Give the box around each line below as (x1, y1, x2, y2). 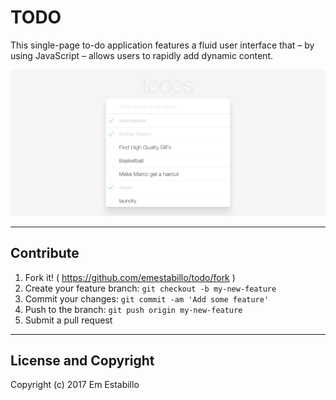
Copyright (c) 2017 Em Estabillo (10, 379, 140, 391)
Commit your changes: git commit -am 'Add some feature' (24, 292, 270, 305)
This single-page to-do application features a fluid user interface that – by (10, 39, 315, 51)
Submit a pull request (24, 314, 113, 326)
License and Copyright (10, 352, 155, 369)
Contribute (10, 245, 80, 262)
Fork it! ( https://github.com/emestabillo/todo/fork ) (24, 271, 236, 283)
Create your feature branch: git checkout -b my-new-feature (24, 282, 277, 294)
